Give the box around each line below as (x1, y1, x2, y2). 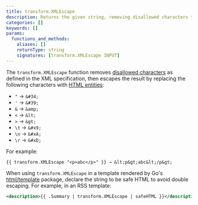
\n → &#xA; (14, 130, 42, 137)
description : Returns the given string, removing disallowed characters (6, 14, 189, 20)
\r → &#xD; (14, 136, 42, 143)
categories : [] (6, 19, 44, 25)
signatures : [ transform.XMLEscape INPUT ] (16, 52, 120, 58)
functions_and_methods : (11, 36, 70, 42)
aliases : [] (16, 42, 46, 48)
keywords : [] (6, 25, 38, 31)
